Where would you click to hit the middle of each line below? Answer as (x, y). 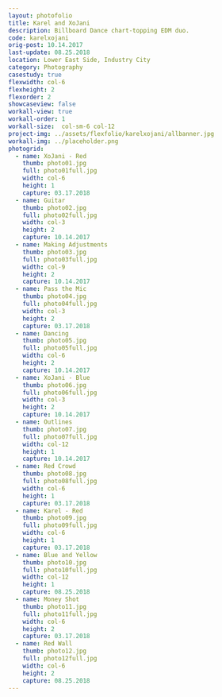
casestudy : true (35, 75)
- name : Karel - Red (49, 511)
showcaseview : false (42, 104)
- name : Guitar (40, 200)
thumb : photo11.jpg (55, 606)
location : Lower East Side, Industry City (79, 60)
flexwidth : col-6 (37, 82)
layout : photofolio (40, 15)
